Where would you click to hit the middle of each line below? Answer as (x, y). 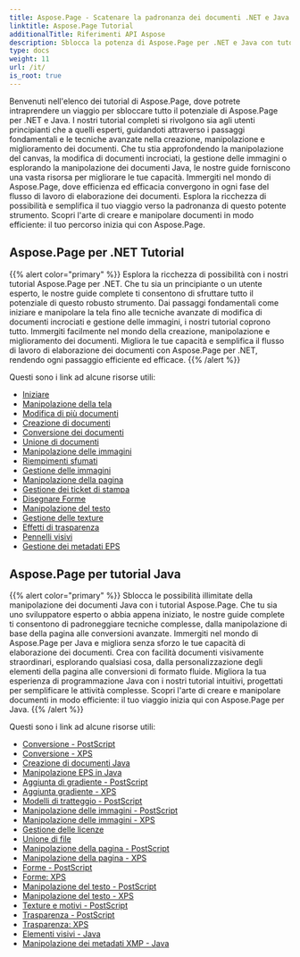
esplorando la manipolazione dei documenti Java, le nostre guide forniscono (150, 167)
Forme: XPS (44, 877)
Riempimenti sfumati (60, 460)
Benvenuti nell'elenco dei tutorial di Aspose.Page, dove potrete (125, 101)
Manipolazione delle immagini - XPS (88, 820)
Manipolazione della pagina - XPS (84, 858)
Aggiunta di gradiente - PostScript (85, 782)
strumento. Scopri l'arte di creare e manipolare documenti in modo (132, 214)
